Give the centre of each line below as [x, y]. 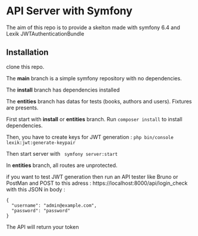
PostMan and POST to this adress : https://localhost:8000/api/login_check [97, 183]
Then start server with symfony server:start [62, 153]
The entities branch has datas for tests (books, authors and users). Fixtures [99, 101]
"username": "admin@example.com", [54, 205]
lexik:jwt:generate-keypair [41, 143]
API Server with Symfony [69, 11]
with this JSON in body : [36, 189]
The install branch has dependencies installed [63, 90]
